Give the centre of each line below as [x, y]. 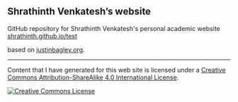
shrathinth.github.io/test [42, 36]
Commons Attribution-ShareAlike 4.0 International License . [93, 77]
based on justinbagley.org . [46, 49]
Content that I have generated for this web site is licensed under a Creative [117, 70]
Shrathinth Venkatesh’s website [79, 12]
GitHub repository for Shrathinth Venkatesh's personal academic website [114, 28]
